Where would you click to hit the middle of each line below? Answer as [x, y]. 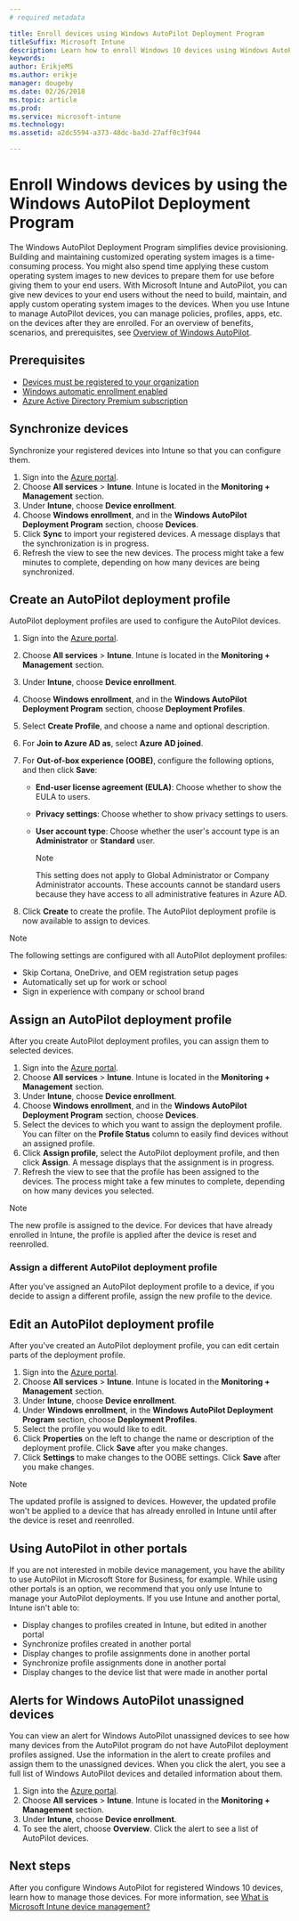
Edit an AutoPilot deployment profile [112, 1324]
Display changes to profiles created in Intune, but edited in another [145, 1625]
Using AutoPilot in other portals [98, 1548]
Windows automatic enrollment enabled [95, 391]
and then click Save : [60, 770]
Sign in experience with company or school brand [113, 992]
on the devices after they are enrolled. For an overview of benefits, [131, 322]
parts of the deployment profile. [68, 1355]
